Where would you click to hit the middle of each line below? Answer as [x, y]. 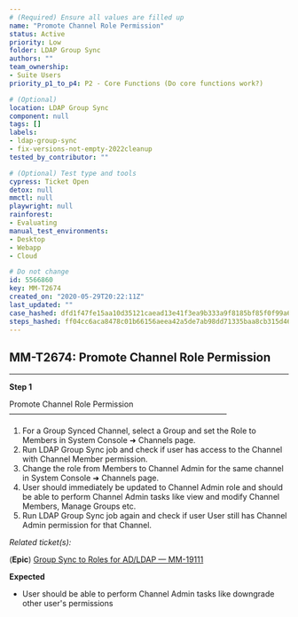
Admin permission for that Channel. [87, 526]
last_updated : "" [41, 305]
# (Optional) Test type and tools [73, 173]
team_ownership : [39, 67]
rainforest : [31, 215]
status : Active [37, 34]
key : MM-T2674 [35, 289]
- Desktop [27, 239]
